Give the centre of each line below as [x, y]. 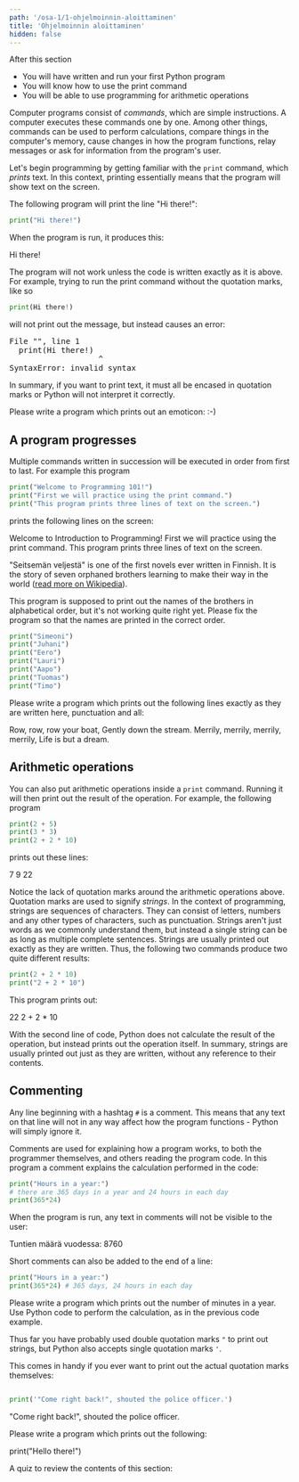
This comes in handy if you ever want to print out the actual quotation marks [149, 1366]
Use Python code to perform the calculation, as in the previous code [134, 1313]
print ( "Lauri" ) [37, 661]
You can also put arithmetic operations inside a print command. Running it [146, 789]
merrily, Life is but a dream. [59, 739]
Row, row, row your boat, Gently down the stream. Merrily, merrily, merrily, [145, 729]
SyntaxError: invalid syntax [73, 368]
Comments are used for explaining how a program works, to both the [136, 1148]
